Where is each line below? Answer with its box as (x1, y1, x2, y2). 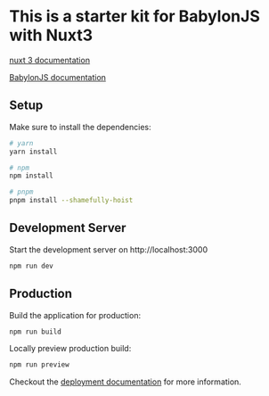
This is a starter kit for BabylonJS (9, 6, 260, 27)
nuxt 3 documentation (9, 54, 91, 65)
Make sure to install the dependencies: (9, 121, 151, 132)
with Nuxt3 (9, 25, 94, 45)
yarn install (9, 147, 58, 156)
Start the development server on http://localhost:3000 (9, 243, 208, 255)
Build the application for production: (9, 309, 141, 320)
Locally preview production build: (9, 343, 132, 354)
